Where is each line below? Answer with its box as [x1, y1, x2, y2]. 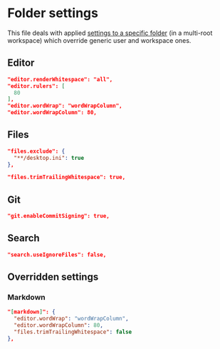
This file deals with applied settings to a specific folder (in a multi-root [7, 29, 213, 37]
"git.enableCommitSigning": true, [7, 213, 110, 220]
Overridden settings [7, 271, 99, 283]
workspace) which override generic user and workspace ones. [7, 36, 192, 44]
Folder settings [7, 5, 98, 21]
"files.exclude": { [7, 148, 66, 155]
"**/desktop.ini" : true [14, 154, 84, 161]
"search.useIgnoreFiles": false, [7, 251, 107, 258]
